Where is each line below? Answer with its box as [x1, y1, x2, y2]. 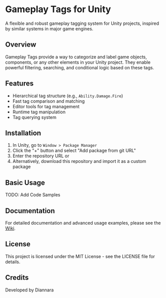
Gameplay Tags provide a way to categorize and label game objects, [5, 54, 147, 60]
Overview [5, 40, 37, 49]
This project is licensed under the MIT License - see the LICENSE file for [5, 253, 155, 259]
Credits [5, 273, 29, 282]
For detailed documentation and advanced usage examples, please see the [5, 220, 161, 226]
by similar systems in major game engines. [5, 25, 94, 31]
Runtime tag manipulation [12, 109, 66, 115]
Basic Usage [5, 178, 45, 187]
